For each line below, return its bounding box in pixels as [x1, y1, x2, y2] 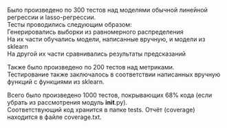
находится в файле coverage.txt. [7, 113, 102, 121]
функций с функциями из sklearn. [7, 78, 105, 85]
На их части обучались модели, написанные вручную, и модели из [7, 35, 206, 43]
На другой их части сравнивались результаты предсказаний [7, 50, 186, 58]
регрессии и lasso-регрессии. [7, 13, 96, 21]
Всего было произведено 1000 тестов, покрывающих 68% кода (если [7, 91, 213, 99]
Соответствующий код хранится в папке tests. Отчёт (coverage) [7, 106, 195, 114]
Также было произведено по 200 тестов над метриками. [7, 63, 175, 71]
